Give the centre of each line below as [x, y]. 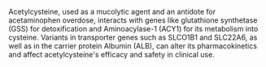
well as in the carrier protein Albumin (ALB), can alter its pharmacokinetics [133, 46]
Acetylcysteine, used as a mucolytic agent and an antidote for [112, 12]
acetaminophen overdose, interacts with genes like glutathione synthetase [133, 20]
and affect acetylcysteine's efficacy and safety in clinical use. [112, 54]
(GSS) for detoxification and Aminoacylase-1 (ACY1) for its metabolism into [133, 29]
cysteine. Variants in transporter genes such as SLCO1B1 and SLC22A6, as [133, 37]
